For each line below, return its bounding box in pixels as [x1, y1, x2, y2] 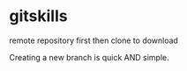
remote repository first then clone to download [9, 35, 179, 46]
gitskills [9, 6, 68, 26]
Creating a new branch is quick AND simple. [9, 52, 169, 62]
